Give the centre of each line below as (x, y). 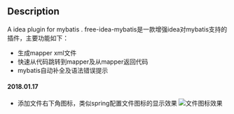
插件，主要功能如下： (38, 38)
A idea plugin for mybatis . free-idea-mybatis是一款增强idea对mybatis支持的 (117, 29)
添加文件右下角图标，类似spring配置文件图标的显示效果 (97, 104)
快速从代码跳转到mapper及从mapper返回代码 (83, 62)
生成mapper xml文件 (47, 52)
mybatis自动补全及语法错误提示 (63, 70)
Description (33, 12)
